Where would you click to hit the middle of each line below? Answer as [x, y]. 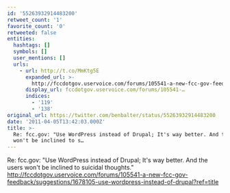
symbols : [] [30, 52]
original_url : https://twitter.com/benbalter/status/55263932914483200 [111, 115]
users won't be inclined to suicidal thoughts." [71, 168]
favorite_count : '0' [37, 26]
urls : [21, 64]
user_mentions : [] [40, 58]
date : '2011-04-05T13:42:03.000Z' [56, 121]
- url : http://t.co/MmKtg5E [59, 70]
